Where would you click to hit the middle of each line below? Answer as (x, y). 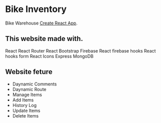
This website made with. (44, 39)
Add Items (23, 100)
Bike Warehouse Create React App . (41, 23)
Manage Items (27, 94)
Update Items (26, 110)
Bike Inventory (36, 9)
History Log (24, 105)
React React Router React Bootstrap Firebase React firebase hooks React (80, 50)
